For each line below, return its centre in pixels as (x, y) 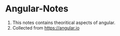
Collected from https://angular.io (46, 27)
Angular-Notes (37, 9)
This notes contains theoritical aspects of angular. (64, 22)
